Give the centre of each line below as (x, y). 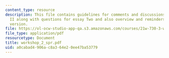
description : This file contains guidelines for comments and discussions (85, 15)
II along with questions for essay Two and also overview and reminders (88, 19)
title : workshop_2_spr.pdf (33, 43)
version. (19, 24)
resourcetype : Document (30, 38)
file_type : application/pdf (35, 33)
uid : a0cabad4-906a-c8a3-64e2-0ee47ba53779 (52, 47)
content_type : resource (30, 10)
